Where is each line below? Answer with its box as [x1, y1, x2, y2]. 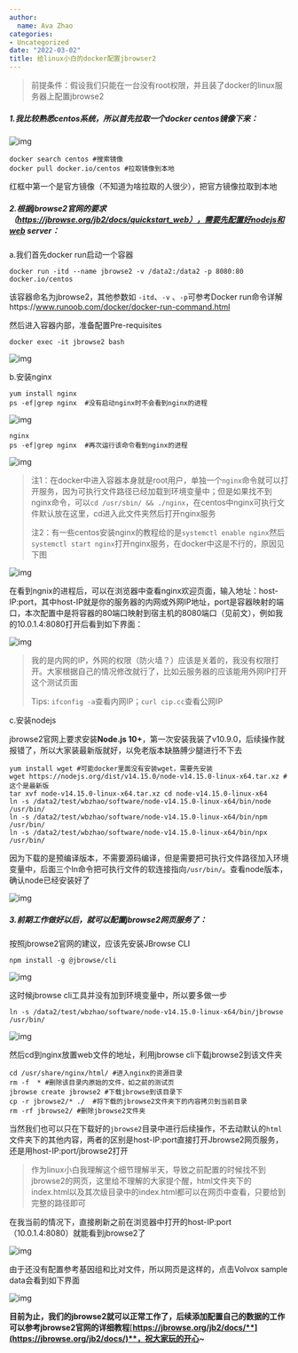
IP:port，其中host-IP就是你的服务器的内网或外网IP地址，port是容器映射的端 [9, 596, 285, 607]
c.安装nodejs [9, 715, 57, 725]
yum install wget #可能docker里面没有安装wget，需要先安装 [9, 764, 213, 773]
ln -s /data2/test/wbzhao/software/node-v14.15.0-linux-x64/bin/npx [9, 828, 268, 837]
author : [9, 12, 38, 22]
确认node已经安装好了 [9, 875, 90, 885]
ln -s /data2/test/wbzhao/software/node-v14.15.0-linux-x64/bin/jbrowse [9, 1007, 284, 1016]
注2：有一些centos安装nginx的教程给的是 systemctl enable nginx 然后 [30, 526, 286, 538]
